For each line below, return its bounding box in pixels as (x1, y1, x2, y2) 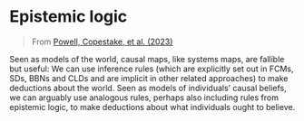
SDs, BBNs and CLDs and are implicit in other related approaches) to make (9, 72, 289, 83)
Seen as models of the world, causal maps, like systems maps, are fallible (9, 53, 285, 64)
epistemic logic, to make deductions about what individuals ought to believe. (9, 101, 296, 112)
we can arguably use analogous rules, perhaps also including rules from (9, 92, 279, 103)
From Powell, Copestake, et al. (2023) (31, 36, 173, 47)
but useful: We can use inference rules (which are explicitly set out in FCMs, (9, 63, 294, 74)
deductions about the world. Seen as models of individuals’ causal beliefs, (9, 82, 288, 93)
